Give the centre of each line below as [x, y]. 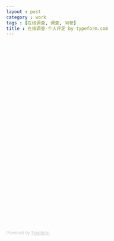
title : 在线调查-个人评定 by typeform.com [57, 28]
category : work [26, 17]
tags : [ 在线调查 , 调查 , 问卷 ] [41, 23]
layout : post [24, 12]
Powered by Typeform [28, 233]
